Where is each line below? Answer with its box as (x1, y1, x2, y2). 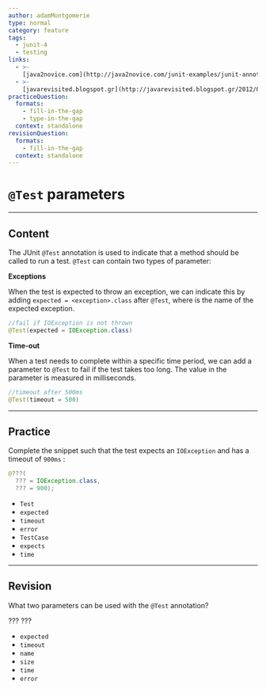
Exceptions (8, 272, 46, 281)
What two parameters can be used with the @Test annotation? (8, 600, 209, 610)
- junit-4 (15, 41, 47, 49)
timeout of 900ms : (8, 455, 66, 464)
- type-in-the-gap (22, 115, 83, 123)
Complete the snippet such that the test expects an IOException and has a (8, 446, 249, 455)
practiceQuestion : (8, 93, 69, 101)
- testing (15, 48, 47, 56)
